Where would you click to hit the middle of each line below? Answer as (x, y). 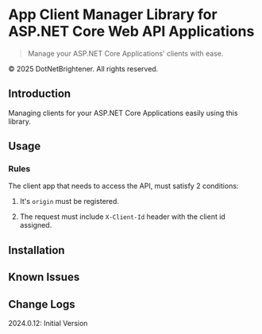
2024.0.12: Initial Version (48, 324)
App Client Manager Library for (113, 15)
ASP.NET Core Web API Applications (131, 31)
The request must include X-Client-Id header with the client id (123, 217)
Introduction (40, 94)
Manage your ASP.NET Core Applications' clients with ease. (125, 53)
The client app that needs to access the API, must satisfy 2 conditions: (123, 186)
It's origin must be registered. (69, 202)
